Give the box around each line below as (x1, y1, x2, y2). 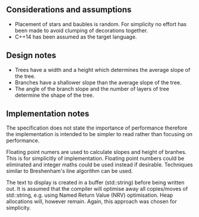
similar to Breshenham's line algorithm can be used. (6, 168, 133, 175)
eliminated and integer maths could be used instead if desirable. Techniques (6, 161, 193, 168)
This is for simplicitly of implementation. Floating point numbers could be (6, 155, 185, 162)
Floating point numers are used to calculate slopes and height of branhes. (6, 149, 187, 156)
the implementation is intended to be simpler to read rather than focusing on (6, 131, 193, 138)
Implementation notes (6, 109, 90, 119)
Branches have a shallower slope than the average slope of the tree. (14, 78, 182, 86)
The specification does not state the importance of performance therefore (6, 124, 188, 131)
